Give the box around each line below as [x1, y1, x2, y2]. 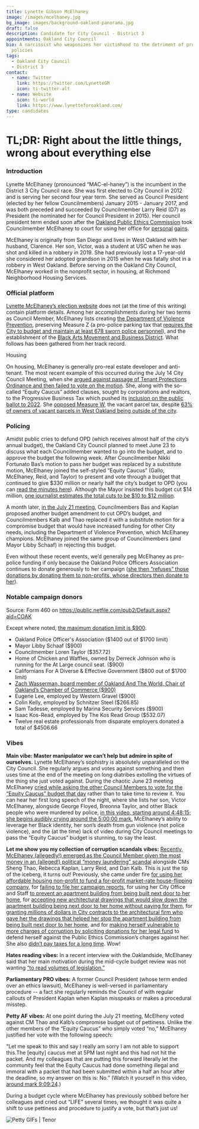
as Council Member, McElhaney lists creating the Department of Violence [6, 315, 185, 322]
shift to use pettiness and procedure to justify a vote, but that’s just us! [6, 1105, 178, 1112]
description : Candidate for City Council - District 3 [6, 31, 145, 37]
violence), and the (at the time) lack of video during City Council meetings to [6, 828, 192, 835]
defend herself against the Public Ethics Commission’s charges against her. [6, 934, 190, 941]
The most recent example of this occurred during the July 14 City [24, 369, 184, 377]
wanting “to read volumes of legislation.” [6, 964, 105, 971]
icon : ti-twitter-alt [17, 86, 70, 92]
